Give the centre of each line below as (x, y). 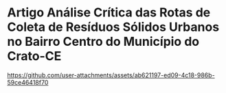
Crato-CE (34, 56)
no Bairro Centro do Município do (103, 42)
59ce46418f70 (28, 82)
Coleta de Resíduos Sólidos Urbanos (113, 27)
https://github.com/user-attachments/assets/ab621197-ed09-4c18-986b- (111, 75)
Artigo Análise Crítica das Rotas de (109, 13)
